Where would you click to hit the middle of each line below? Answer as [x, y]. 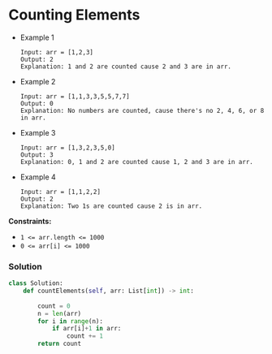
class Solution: [36, 283]
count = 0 [54, 306]
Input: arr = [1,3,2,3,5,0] [67, 148]
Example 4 [38, 177]
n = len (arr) [60, 313]
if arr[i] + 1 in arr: [86, 329]
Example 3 [38, 132]
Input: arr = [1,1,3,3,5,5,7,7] [75, 96]
